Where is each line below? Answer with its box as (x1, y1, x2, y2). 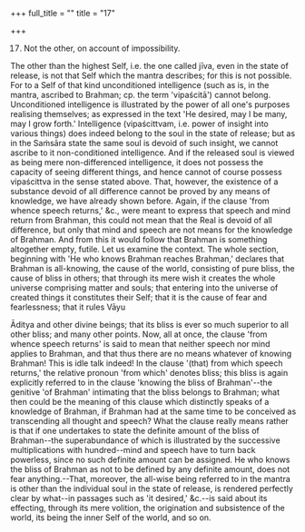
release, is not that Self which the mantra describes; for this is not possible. (10, 70, 292, 81)
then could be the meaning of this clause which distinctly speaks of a (10, 397, 270, 407)
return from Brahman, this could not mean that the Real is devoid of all (10, 215, 273, 225)
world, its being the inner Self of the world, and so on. (10, 512, 212, 523)
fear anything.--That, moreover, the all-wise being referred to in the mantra (10, 474, 291, 484)
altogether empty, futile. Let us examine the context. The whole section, (10, 244, 280, 254)
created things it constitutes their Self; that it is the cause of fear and (10, 292, 267, 302)
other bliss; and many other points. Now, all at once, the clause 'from (10, 329, 268, 340)
